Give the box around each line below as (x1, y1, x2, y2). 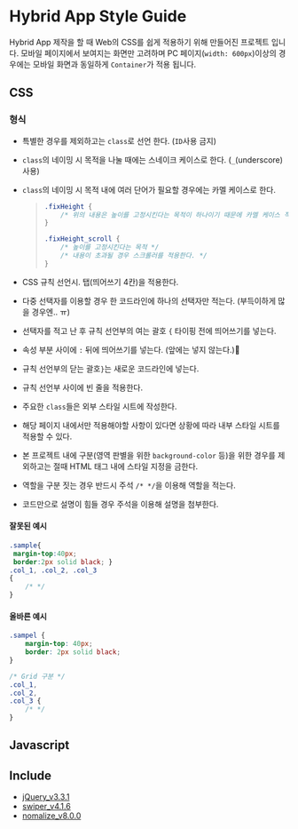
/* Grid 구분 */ (9, 672, 66, 681)
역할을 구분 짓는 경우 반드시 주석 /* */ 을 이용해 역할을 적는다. (21, 480, 237, 490)
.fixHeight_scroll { (43, 235, 121, 243)
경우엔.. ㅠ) (31, 307, 71, 317)
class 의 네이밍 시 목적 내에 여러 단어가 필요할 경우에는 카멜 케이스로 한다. (21, 184, 277, 195)
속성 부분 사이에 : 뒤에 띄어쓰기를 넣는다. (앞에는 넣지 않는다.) (21, 344, 235, 355)
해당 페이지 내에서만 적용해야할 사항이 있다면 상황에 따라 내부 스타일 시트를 (21, 419, 281, 430)
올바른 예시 (9, 610, 47, 621)
